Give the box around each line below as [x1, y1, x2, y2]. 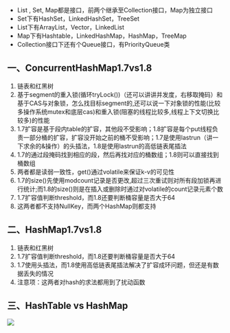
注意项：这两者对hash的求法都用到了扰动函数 [16, 277, 146, 286]
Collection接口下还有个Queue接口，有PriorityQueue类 [16, 41, 170, 48]
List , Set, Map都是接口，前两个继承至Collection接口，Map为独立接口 [16, 6, 214, 14]
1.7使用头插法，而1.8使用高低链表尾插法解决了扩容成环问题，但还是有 [16, 260, 214, 269]
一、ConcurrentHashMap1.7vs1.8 [7, 62, 152, 74]
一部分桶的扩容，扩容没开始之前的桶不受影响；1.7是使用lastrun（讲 [23, 133, 213, 141]
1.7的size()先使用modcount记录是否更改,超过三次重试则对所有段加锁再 [16, 176, 216, 184]
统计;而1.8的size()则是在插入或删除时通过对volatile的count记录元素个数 [23, 185, 224, 193]
